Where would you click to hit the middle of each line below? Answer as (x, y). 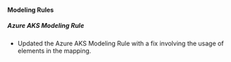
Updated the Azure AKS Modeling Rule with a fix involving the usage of (120, 43)
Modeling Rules (31, 10)
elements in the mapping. (54, 51)
